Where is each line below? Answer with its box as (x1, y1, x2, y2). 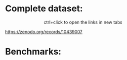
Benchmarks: (5, 46, 62, 57)
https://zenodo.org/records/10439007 (5, 29, 83, 34)
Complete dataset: (5, 3, 83, 14)
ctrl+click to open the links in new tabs (43, 19, 123, 25)
